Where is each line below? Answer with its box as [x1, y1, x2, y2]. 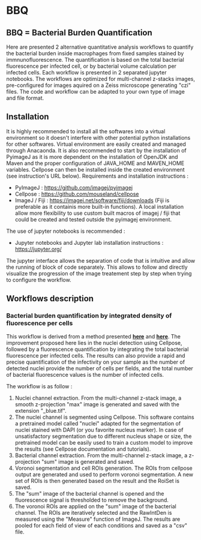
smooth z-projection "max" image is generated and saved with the [14, 400, 180, 408]
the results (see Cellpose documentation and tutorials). [14, 445, 151, 452]
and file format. [6, 94, 44, 101]
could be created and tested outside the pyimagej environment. [14, 215, 172, 223]
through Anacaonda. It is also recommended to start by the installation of [6, 146, 187, 154]
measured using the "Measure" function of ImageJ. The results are [14, 515, 181, 523]
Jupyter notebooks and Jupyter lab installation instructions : [14, 239, 164, 246]
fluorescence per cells [6, 319, 73, 328]
